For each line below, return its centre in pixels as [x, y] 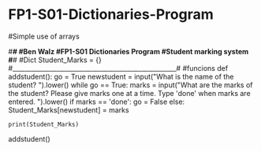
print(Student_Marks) [44, 124]
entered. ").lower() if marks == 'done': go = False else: [97, 101]
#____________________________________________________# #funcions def [118, 68]
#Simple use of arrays [44, 36]
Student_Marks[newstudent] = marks [69, 110]
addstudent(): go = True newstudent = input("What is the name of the [121, 76]
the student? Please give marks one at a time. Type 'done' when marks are [129, 93]
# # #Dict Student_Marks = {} [55, 60]
